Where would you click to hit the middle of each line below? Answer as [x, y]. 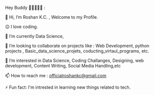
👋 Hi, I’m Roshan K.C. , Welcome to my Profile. [51, 17]
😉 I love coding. [22, 27]
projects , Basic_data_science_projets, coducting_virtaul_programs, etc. [77, 51]
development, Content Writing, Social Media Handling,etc [63, 66]
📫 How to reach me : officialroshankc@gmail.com [56, 76]
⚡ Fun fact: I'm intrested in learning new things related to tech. [68, 87]
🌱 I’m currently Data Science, [34, 36]
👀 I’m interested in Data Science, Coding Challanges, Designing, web [75, 61]
